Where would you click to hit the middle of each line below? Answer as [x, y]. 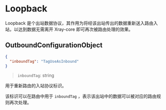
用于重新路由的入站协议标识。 [36, 86]
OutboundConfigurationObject [54, 45]
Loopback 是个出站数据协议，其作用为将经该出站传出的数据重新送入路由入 [82, 23]
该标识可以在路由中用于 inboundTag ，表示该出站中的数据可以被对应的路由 [81, 96]
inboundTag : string [36, 76]
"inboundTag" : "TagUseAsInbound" [44, 61]
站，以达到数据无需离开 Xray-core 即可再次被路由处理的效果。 [69, 29]
